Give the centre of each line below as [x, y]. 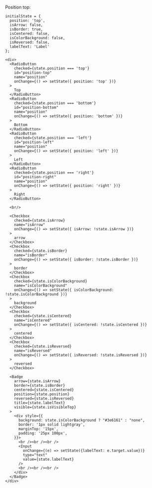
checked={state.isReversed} [43, 347]
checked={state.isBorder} [41, 251]
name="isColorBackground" [41, 285]
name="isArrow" [30, 225]
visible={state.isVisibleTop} [45, 407]
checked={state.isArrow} [40, 220]
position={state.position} [42, 394]
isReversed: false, [30, 42]
